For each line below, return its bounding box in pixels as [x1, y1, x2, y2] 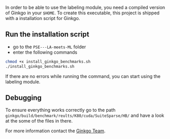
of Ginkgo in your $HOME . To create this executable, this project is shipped [5, 10, 160, 16]
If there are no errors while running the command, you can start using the [5, 73, 161, 79]
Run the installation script [5, 30, 89, 39]
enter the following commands [12, 49, 78, 55]
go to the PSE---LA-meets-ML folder [12, 44, 86, 50]
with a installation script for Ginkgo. [5, 15, 81, 21]
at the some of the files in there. [5, 118, 73, 124]
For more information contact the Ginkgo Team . [5, 128, 106, 134]
